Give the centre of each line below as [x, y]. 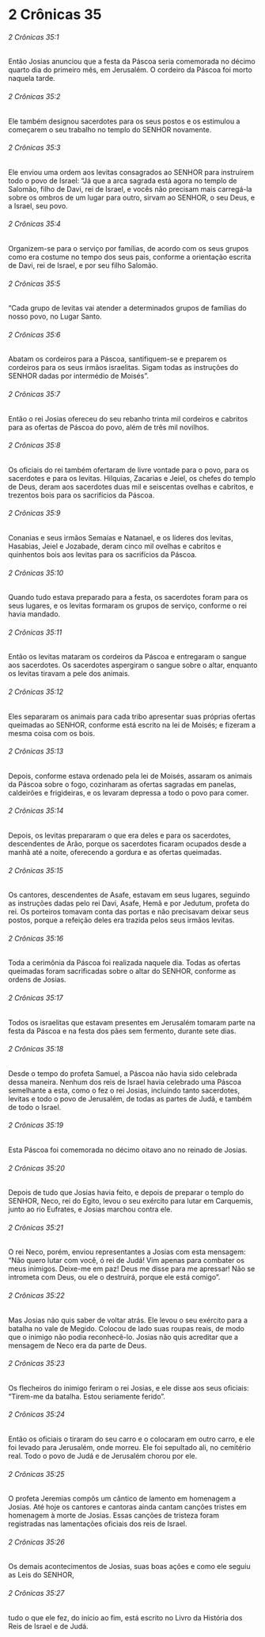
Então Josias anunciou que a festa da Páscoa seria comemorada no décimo [132, 62]
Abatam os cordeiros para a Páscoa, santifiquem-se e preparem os [117, 359]
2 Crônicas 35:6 [34, 334]
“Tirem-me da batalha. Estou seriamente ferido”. [87, 1396]
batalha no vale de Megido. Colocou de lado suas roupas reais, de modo [127, 1328]
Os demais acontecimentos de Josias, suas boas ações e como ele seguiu [129, 1566]
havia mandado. [34, 614]
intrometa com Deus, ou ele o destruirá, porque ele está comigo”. [114, 1277]
